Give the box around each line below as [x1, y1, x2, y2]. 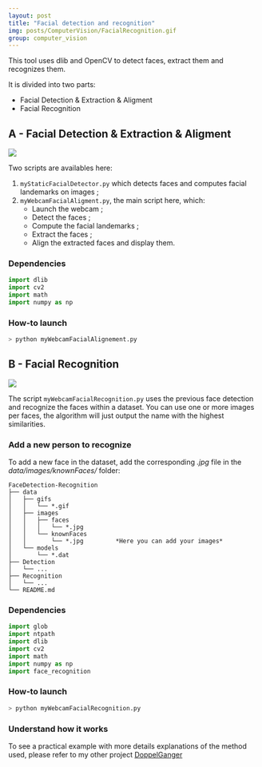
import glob [8, 622, 48, 631]
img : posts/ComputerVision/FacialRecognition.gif [8, 26, 177, 34]
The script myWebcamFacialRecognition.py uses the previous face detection [8, 393, 254, 403]
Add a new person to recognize [8, 439, 132, 450]
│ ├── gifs [8, 495, 52, 503]
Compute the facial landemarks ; [31, 221, 140, 231]
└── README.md [8, 586, 56, 594]
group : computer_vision [8, 34, 88, 42]
